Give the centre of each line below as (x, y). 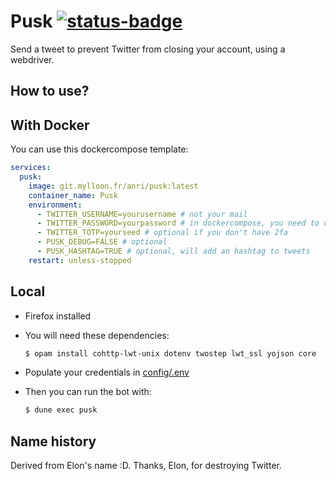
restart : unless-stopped (80, 260)
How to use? (50, 91)
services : (31, 168)
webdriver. (32, 59)
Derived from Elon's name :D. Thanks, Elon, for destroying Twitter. (146, 466)
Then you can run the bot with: (88, 392)
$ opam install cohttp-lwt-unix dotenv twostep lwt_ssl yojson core (170, 353)
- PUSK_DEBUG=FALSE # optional (102, 242)
